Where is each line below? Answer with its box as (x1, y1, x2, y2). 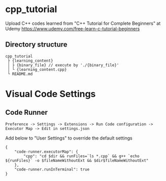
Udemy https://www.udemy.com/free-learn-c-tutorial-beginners (5, 25, 140, 31)
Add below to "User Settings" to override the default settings (5, 135, 133, 141)
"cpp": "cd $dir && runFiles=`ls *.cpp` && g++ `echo (23, 153, 140, 159)
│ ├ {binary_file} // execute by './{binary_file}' (7, 62, 119, 68)
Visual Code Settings (5, 88, 96, 100)
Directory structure (5, 40, 68, 49)
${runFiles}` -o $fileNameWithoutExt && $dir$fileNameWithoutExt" (5, 158, 149, 163)
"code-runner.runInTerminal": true (14, 167, 90, 172)
